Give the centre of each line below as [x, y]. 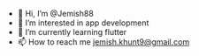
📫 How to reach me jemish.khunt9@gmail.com [103, 42]
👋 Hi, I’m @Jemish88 [56, 14]
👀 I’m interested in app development [83, 23]
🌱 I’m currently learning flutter [72, 32]
